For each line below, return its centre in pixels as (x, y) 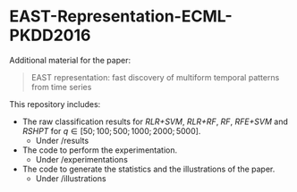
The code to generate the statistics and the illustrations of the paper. (148, 169)
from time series (61, 87)
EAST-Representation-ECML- (121, 17)
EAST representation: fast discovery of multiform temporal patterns (155, 77)
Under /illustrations (71, 178)
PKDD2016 (50, 35)
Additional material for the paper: (70, 60)
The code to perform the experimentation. (99, 150)
